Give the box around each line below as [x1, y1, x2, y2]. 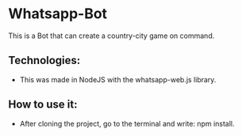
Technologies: [8, 54, 81, 67]
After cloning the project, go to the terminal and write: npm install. [19, 119, 236, 128]
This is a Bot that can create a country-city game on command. [8, 31, 215, 40]
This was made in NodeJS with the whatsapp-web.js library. [19, 74, 217, 84]
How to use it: [8, 98, 78, 111]
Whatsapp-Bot [8, 5, 108, 23]
